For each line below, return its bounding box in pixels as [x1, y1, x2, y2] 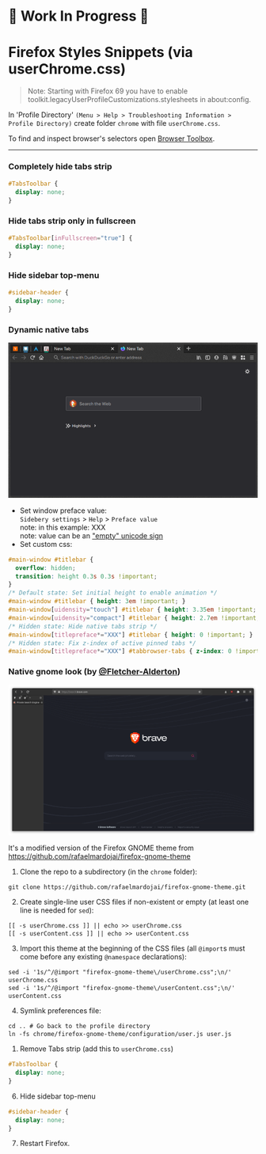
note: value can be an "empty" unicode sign [19, 530, 164, 541]
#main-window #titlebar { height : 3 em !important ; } [8, 598, 186, 605]
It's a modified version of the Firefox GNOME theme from [8, 843, 194, 853]
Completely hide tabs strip [8, 161, 112, 173]
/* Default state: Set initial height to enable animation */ [8, 589, 218, 597]
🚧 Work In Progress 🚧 [8, 7, 149, 25]
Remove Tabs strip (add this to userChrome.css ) [19, 1044, 174, 1053]
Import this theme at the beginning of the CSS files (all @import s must [19, 943, 245, 953]
